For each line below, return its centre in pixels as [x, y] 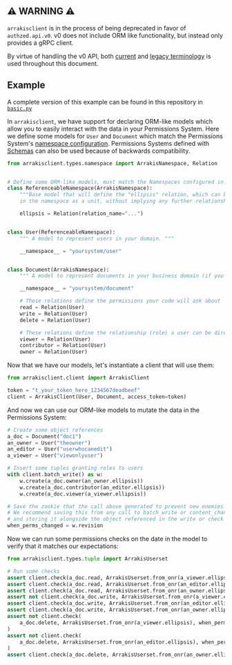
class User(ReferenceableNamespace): [61, 232]
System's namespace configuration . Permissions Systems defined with [108, 143]
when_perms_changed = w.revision [55, 526]
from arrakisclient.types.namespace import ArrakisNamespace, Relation [112, 163]
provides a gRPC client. [40, 43]
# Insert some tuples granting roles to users [75, 468]
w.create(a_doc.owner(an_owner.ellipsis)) [81, 481]
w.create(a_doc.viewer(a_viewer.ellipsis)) [83, 494]
